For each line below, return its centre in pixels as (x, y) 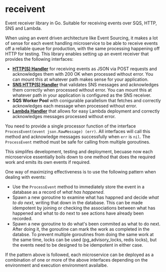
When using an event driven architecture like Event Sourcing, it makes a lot (82, 38)
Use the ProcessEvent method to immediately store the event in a (78, 187)
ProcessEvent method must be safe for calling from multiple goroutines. (78, 142)
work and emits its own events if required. (48, 162)
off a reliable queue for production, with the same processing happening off (83, 48)
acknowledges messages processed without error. (64, 116)
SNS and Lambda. (24, 28)
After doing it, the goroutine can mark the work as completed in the (81, 229)
